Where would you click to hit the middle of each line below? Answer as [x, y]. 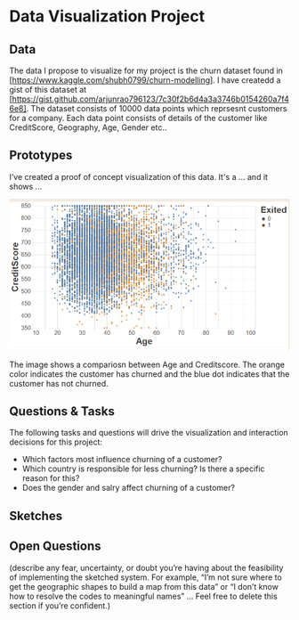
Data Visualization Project [107, 16]
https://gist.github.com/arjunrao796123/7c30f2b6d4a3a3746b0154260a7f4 [150, 99]
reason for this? [51, 478]
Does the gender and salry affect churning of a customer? [129, 488]
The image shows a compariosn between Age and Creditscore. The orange [147, 364]
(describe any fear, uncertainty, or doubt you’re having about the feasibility [146, 567]
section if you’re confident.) [60, 605]
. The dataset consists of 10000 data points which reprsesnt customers [157, 108]
